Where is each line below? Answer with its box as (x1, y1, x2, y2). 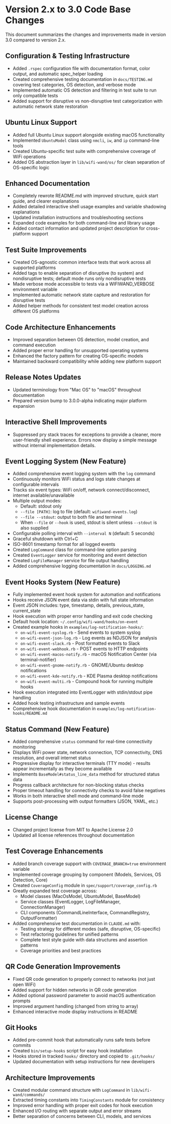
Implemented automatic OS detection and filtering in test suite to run (12, 87, 157, 93)
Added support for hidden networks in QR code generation (12, 986, 137, 993)
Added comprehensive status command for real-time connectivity (12, 738, 153, 745)
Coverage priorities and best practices (20, 947, 102, 954)
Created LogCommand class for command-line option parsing (12, 546, 137, 553)
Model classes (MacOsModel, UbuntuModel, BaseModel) (20, 893, 141, 899)
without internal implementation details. (12, 442, 96, 448)
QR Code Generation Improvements (5, 962, 121, 971)
